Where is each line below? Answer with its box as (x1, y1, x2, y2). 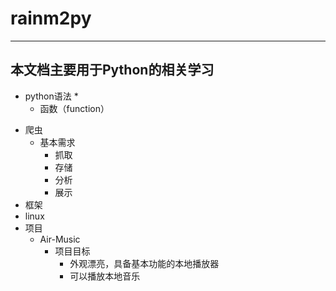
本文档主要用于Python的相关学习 (10, 62, 215, 79)
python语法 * (24, 90, 79, 102)
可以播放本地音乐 (69, 270, 141, 282)
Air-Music (39, 233, 81, 245)
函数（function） (39, 102, 110, 114)
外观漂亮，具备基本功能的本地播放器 (69, 257, 220, 269)
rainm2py (10, 7, 92, 30)
